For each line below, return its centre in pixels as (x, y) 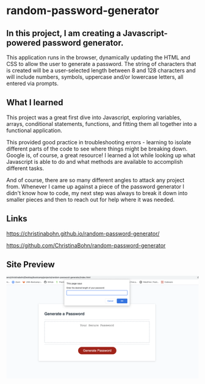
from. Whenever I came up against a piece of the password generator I (95, 186)
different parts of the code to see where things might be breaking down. (97, 149)
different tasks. (25, 168)
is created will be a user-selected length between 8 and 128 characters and (101, 70)
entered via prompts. (33, 83)
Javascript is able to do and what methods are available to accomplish (95, 161)
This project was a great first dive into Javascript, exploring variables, (94, 117)
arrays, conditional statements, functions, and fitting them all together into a (102, 124)
